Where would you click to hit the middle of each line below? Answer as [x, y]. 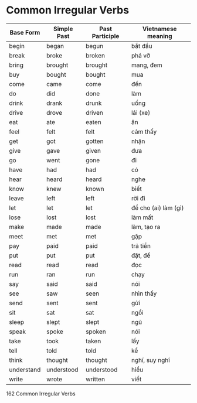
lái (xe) [141, 112]
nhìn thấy [144, 293]
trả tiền [141, 245]
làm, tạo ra [146, 227]
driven [95, 112]
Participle [106, 36]
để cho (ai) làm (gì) [157, 207]
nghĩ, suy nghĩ [150, 360]
